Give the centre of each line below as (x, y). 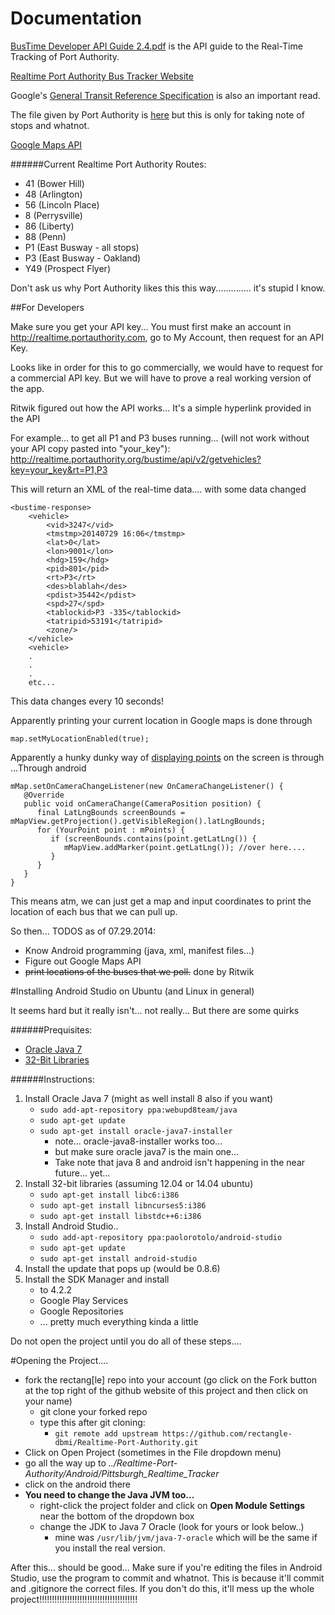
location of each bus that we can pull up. (94, 911)
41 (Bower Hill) (54, 183)
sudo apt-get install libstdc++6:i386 (120, 1216)
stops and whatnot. (50, 125)
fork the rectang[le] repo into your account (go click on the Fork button (171, 1379)
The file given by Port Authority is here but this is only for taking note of (157, 114)
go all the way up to (65, 1463)
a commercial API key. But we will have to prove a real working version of (161, 378)
